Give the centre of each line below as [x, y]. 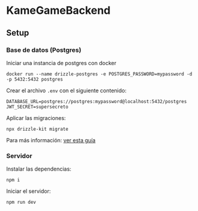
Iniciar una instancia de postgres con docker [61, 63]
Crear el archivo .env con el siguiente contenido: [67, 90]
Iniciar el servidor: [29, 191]
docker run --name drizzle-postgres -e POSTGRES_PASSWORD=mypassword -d [99, 74]
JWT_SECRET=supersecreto [37, 107]
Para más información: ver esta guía [51, 140]
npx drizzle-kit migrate [37, 129]
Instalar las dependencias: [39, 169]
